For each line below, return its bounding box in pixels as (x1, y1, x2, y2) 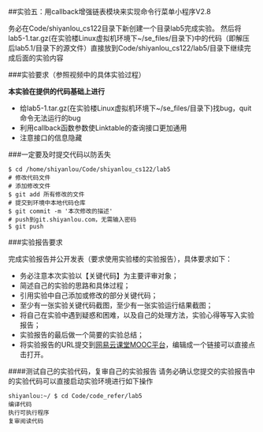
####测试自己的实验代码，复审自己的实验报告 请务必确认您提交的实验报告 (8, 367, 249, 376)
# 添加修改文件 (8, 182, 51, 190)
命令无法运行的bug (19, 114, 81, 122)
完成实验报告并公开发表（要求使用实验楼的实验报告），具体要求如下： (8, 255, 232, 263)
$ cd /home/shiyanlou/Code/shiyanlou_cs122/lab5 (8, 166, 171, 173)
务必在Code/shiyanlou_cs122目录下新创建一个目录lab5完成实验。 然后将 (8, 24, 242, 33)
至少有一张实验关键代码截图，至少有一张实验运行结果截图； (19, 300, 213, 310)
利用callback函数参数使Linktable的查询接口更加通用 (19, 123, 187, 132)
